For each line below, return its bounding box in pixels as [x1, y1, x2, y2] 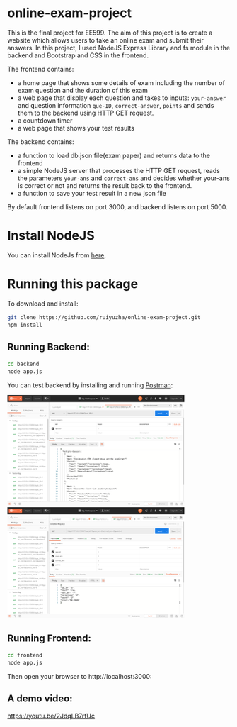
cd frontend [7, 651, 42, 659]
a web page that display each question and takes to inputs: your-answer [17, 94, 226, 102]
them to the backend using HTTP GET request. [17, 109, 154, 117]
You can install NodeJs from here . [7, 250, 107, 260]
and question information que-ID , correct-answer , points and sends [17, 101, 214, 109]
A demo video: [7, 693, 73, 705]
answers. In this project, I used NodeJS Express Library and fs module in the [7, 43, 231, 52]
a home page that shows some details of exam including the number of [17, 78, 225, 87]
